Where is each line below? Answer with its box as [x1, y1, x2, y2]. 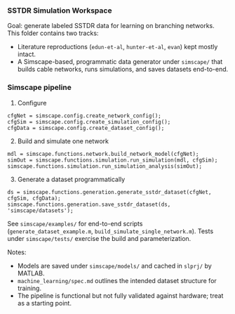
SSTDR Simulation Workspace [7, 6, 112, 15]
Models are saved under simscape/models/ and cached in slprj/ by [17, 261, 212, 270]
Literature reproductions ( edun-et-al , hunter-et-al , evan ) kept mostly [17, 43, 218, 51]
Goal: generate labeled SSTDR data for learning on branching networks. [7, 22, 215, 30]
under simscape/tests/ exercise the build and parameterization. [7, 234, 192, 242]
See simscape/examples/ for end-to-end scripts [7, 219, 143, 228]
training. [17, 284, 42, 292]
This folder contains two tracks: [7, 29, 99, 37]
